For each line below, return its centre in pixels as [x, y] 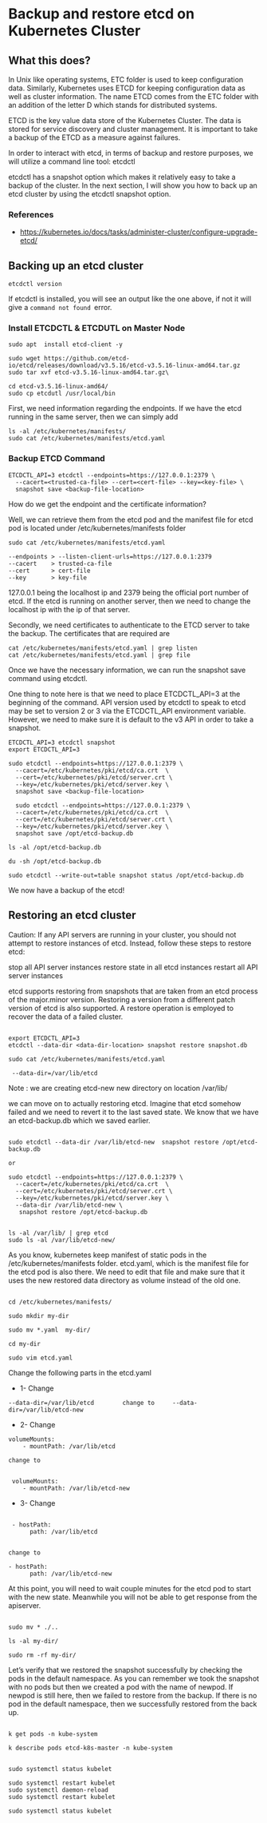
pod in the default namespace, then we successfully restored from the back [133, 1704]
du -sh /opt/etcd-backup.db [55, 861]
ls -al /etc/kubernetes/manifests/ [67, 432]
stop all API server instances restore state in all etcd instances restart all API [133, 967]
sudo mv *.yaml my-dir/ [49, 1330]
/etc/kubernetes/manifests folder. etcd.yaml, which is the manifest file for [129, 1263]
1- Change [37, 1388]
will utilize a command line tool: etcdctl [72, 161]
